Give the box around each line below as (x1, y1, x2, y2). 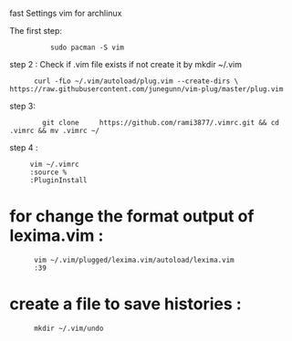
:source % (29, 168, 68, 177)
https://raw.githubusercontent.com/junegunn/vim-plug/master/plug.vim (9, 85, 284, 94)
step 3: (9, 100, 36, 111)
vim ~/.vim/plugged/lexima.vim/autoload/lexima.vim (33, 255, 235, 264)
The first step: (9, 26, 62, 36)
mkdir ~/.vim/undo (33, 324, 104, 333)
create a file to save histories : (9, 294, 242, 315)
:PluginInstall (29, 176, 89, 185)
